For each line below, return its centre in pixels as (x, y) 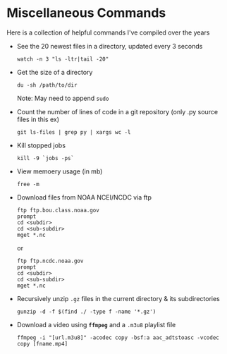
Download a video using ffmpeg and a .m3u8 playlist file (96, 324)
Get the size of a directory (55, 72)
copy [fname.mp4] (42, 343)
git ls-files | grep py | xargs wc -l (74, 132)
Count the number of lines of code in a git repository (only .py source (117, 111)
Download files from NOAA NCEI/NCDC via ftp (84, 197)
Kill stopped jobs (41, 145)
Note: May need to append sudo (63, 98)
